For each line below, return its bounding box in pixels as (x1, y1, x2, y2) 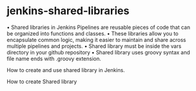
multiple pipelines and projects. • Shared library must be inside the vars (7, 43, 182, 50)
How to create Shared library (7, 78, 78, 85)
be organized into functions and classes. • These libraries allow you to (7, 30, 179, 37)
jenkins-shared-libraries (7, 4, 130, 18)
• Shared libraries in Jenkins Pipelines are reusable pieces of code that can (7, 24, 191, 31)
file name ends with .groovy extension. (7, 55, 101, 62)
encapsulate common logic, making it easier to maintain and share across (7, 36, 186, 43)
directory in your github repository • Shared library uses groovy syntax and (7, 48, 190, 56)
